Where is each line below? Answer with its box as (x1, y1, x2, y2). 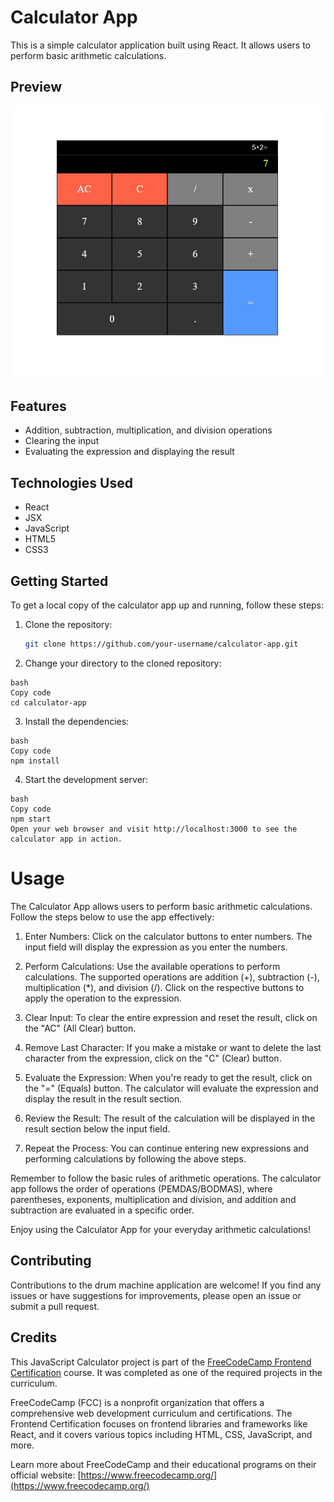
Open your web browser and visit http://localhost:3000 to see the (10, 824, 298, 834)
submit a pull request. (10, 1300, 100, 1312)
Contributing (10, 1252, 92, 1270)
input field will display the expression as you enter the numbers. (24, 941, 288, 953)
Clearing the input (24, 435, 100, 447)
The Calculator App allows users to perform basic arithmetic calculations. (10, 900, 313, 912)
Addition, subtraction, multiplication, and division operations (24, 424, 273, 436)
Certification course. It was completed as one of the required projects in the (10, 1366, 323, 1378)
